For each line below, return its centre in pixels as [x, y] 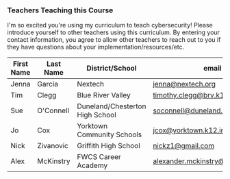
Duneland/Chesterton [112, 106]
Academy [92, 165]
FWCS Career [99, 157]
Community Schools [110, 134]
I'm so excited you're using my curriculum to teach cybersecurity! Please [110, 25]
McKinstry [54, 161]
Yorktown [92, 126]
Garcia [48, 84]
